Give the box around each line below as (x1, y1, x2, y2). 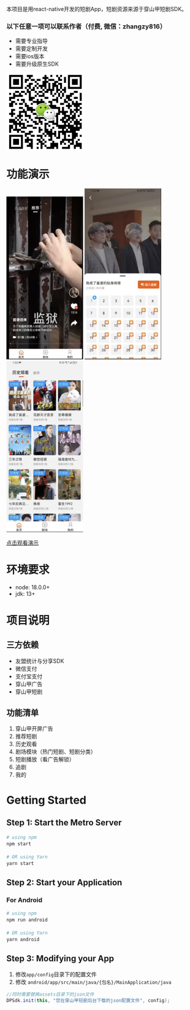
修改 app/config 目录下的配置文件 (15, 970, 97, 978)
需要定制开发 (15, 45, 48, 52)
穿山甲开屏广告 (15, 725, 53, 732)
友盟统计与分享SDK (15, 657, 64, 665)
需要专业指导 (15, 37, 48, 45)
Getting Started (6, 793, 87, 807)
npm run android (6, 917, 48, 923)
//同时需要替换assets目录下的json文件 (6, 991, 94, 997)
